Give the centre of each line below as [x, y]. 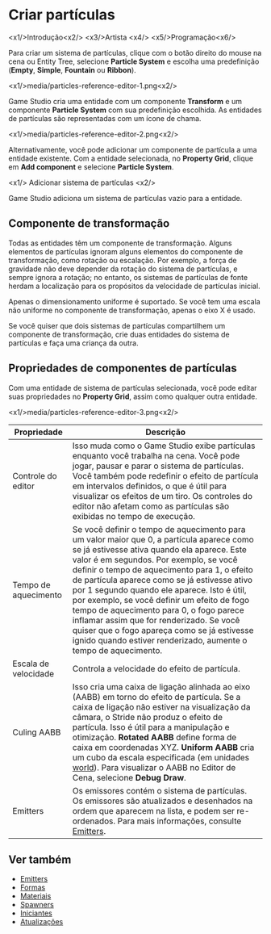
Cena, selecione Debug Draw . [129, 777]
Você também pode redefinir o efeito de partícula [165, 475]
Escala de [31, 664]
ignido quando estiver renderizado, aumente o [160, 640]
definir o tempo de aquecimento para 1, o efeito [163, 569]
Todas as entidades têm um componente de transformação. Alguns [120, 243]
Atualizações [42, 922]
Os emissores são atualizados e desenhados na [163, 801]
